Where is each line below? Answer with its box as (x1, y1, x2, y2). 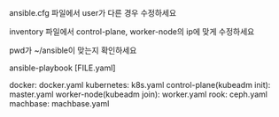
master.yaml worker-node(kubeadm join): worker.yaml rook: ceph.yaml (9, 89, 268, 99)
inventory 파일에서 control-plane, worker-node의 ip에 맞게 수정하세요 (9, 26, 255, 37)
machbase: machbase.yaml (9, 99, 110, 108)
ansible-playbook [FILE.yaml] (9, 62, 116, 73)
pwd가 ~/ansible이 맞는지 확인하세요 (9, 45, 137, 55)
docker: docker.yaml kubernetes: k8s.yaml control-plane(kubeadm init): (9, 80, 271, 90)
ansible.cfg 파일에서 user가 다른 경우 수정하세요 (9, 8, 177, 18)
